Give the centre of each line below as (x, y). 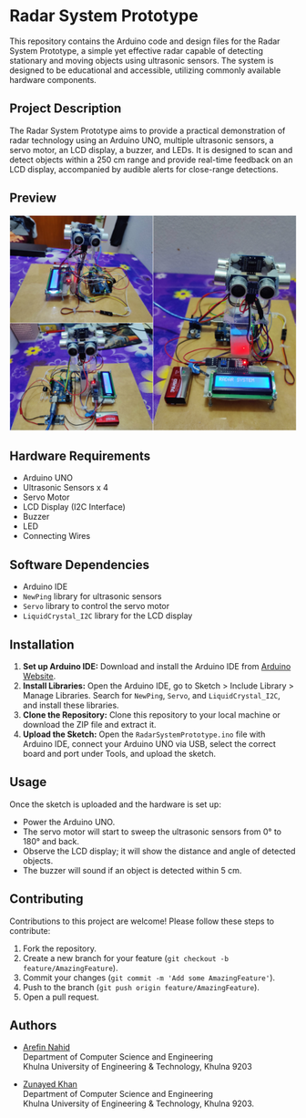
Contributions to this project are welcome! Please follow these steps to (142, 921)
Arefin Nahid (46, 1047)
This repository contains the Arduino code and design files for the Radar (145, 41)
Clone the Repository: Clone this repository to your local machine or (151, 715)
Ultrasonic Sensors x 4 (66, 488)
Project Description (66, 109)
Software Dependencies (80, 565)
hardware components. (53, 79)
